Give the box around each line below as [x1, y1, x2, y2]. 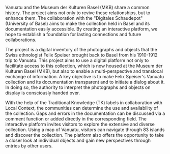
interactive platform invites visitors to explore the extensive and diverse [5, 121, 155, 127]
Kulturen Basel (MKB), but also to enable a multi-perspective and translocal [5, 68, 163, 74]
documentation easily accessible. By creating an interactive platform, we [5, 26, 158, 32]
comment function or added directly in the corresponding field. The [5, 116, 147, 121]
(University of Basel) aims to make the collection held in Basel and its [5, 20, 150, 26]
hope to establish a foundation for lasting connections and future [5, 32, 141, 37]
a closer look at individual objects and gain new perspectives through [5, 137, 151, 143]
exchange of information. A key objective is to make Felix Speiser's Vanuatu [5, 74, 164, 79]
